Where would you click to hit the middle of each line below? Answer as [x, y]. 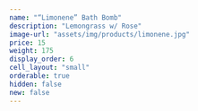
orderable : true [39, 76]
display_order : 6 [42, 59]
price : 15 [28, 43]
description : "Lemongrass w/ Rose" [76, 26]
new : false [30, 92]
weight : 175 [31, 51]
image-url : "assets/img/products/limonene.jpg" [100, 34]
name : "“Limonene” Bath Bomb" [66, 17]
